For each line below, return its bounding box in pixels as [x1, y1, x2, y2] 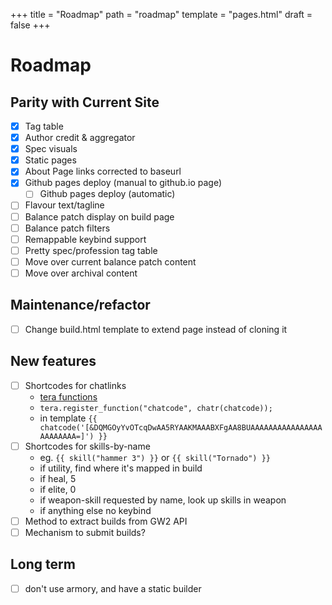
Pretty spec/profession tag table [24, 244, 158, 256]
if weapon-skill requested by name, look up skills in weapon [39, 494, 287, 506]
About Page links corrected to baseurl [24, 165, 182, 178]
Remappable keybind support [24, 233, 147, 245]
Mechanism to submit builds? [24, 526, 146, 538]
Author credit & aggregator [24, 132, 136, 144]
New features [10, 353, 97, 370]
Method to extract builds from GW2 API [24, 515, 188, 527]
